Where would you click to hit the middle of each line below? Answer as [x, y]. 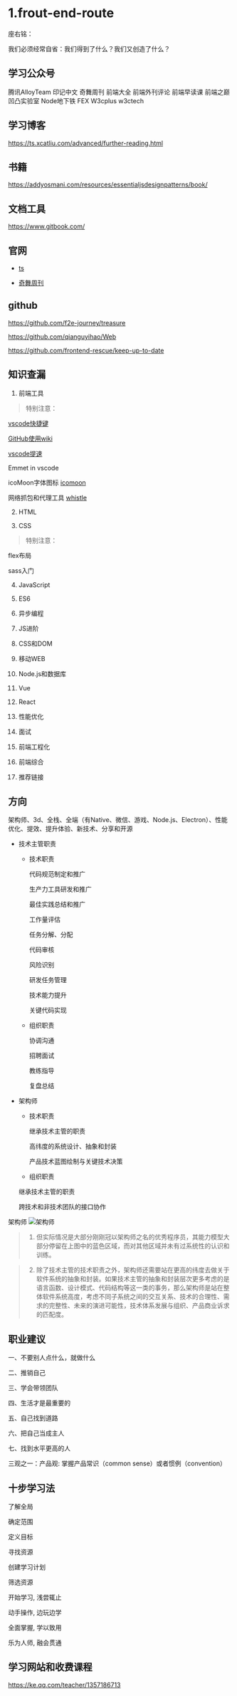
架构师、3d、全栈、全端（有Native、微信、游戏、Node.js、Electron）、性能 [118, 820]
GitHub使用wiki [30, 438]
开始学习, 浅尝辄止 [35, 1597]
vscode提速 [25, 453]
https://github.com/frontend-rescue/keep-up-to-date [86, 350]
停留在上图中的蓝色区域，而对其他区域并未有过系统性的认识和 [139, 1246]
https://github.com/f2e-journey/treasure [67, 322]
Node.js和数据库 [42, 673]
